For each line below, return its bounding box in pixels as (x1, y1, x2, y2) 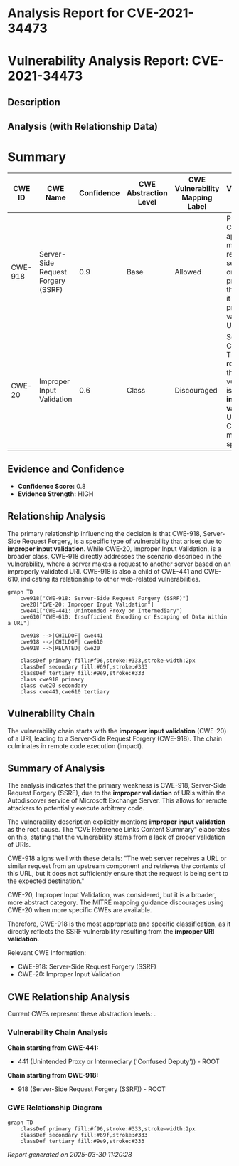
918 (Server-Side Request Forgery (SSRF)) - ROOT (17, 1085, 166, 1093)
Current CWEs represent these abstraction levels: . (7, 1010, 156, 1018)
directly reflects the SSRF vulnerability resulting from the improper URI (7, 927, 215, 936)
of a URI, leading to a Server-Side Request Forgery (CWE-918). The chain (7, 734, 223, 743)
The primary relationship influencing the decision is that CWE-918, (7, 529, 202, 537)
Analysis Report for (7, 5, 124, 21)
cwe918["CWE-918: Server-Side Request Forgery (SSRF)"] (20, 594, 190, 602)
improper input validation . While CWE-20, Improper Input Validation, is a (7, 544, 222, 553)
